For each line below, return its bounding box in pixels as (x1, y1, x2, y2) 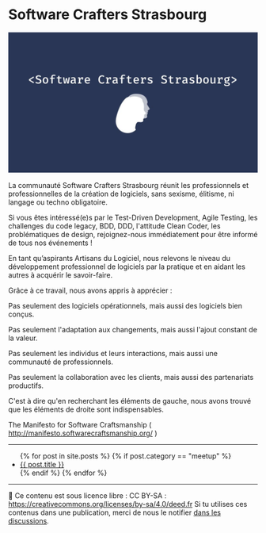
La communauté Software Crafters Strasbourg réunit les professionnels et (8, 181, 249, 190)
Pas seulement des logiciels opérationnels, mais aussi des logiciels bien (8, 301, 243, 311)
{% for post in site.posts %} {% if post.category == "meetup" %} (19, 451, 232, 461)
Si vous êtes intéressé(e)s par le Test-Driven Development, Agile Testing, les (8, 213, 258, 223)
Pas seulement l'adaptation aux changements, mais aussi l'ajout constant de (8, 325, 257, 335)
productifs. (8, 381, 44, 390)
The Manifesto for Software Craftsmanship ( (8, 420, 152, 430)
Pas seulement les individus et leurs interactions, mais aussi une (8, 349, 218, 359)
